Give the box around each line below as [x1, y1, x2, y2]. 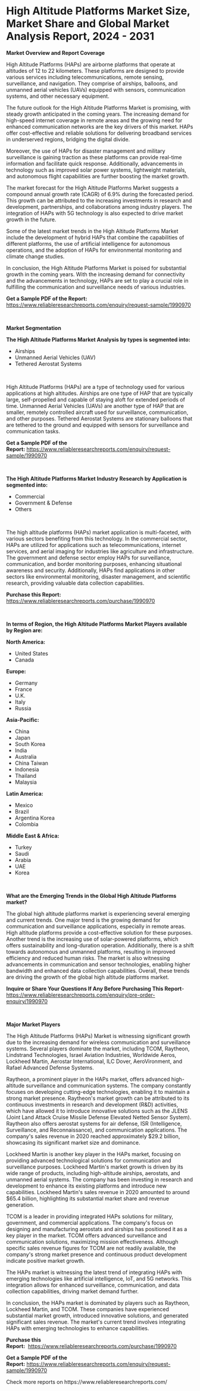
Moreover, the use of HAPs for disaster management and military [6, 147, 165, 154]
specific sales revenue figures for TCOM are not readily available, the [6, 1244, 176, 1251]
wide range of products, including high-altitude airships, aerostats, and [6, 1169, 180, 1176]
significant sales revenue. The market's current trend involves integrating [6, 1318, 186, 1325]
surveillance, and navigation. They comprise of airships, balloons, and [6, 79, 178, 87]
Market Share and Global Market [6, 17, 170, 30]
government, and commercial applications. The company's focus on [6, 1219, 174, 1226]
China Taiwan [14, 759, 49, 766]
